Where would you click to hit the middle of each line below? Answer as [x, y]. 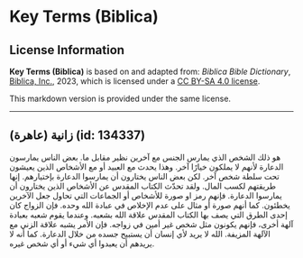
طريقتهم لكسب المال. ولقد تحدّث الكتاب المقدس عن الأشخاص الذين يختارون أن [143, 186]
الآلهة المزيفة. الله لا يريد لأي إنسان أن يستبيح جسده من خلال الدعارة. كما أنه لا [140, 234]
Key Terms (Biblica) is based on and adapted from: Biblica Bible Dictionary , [150, 71]
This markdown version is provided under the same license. [120, 98]
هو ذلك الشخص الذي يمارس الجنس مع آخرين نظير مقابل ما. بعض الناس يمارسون [145, 157]
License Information [67, 50]
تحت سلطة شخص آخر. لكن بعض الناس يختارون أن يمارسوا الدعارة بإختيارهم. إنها [144, 176]
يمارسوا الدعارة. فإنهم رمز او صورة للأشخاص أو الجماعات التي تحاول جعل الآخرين [146, 195]
